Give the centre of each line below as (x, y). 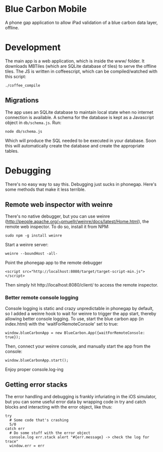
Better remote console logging (42, 298)
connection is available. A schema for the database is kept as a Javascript (80, 117)
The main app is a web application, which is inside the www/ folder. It (75, 61)
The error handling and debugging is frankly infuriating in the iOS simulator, (81, 396)
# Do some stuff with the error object (50, 433)
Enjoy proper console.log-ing (34, 369)
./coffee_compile (23, 85)
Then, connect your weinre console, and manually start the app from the (78, 346)
